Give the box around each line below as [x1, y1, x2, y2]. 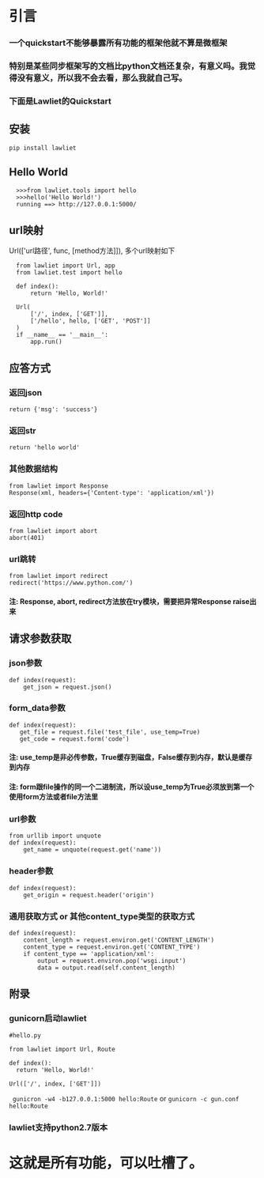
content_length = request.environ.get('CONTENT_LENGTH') [23, 936, 215, 944]
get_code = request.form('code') [19, 734, 130, 743]
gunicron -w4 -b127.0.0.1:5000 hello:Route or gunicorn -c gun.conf [12, 1093, 239, 1103]
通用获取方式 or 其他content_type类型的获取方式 [9, 911, 195, 922]
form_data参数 [9, 703, 66, 714]
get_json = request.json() [23, 683, 112, 691]
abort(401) [9, 534, 45, 542]
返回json [9, 387, 43, 398]
